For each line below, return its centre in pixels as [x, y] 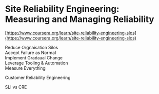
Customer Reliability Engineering [38, 77]
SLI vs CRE [16, 87]
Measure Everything [25, 68]
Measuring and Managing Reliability [80, 19]
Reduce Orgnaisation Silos [32, 47]
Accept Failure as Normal [30, 53]
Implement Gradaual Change [34, 57]
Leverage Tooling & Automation [37, 63]
